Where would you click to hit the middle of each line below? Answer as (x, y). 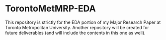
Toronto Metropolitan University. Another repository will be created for (77, 27)
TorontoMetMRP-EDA (50, 9)
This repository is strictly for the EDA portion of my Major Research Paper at (83, 22)
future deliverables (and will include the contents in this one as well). (75, 33)
